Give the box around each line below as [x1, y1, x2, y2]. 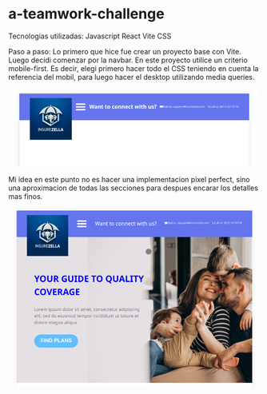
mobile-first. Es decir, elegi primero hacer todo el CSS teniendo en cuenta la [8, 63, 259, 73]
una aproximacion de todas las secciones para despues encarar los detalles [8, 183, 258, 193]
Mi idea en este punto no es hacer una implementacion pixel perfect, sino [8, 174, 250, 184]
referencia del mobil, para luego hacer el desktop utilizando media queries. [8, 72, 255, 82]
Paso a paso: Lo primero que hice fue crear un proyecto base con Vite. [8, 46, 241, 56]
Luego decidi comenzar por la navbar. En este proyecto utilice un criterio [8, 55, 248, 65]
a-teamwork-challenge [8, 5, 165, 23]
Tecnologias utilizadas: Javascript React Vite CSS [8, 31, 172, 41]
